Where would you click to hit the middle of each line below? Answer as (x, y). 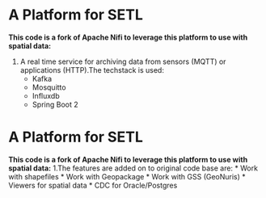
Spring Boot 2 (55, 104)
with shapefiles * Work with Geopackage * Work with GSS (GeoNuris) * (127, 176)
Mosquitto (49, 87)
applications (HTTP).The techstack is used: (92, 70)
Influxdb (46, 95)
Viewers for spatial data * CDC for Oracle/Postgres (93, 185)
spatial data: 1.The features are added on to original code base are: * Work (133, 168)
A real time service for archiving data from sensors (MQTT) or (123, 61)
